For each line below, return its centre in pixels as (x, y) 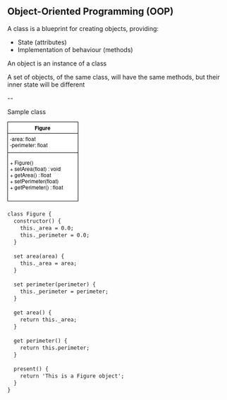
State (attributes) (42, 42)
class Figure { (30, 214)
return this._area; (49, 320)
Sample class (27, 111)
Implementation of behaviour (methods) (75, 49)
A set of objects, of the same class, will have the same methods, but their (114, 77)
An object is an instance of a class (57, 63)
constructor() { (37, 221)
